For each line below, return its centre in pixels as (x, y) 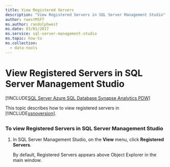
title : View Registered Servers (40, 10)
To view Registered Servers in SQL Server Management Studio (84, 128)
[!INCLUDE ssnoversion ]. (31, 113)
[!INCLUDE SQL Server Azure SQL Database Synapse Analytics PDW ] (78, 98)
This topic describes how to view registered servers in (62, 108)
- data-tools (24, 48)
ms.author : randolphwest (32, 24)
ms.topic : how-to (24, 39)
